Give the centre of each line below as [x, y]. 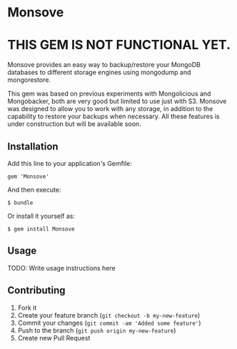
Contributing [36, 290]
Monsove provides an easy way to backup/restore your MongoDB [104, 65]
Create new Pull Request [54, 338]
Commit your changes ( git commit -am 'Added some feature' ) [109, 323]
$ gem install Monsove [41, 229]
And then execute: [34, 189]
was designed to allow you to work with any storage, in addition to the [110, 109]
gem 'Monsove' [29, 176]
